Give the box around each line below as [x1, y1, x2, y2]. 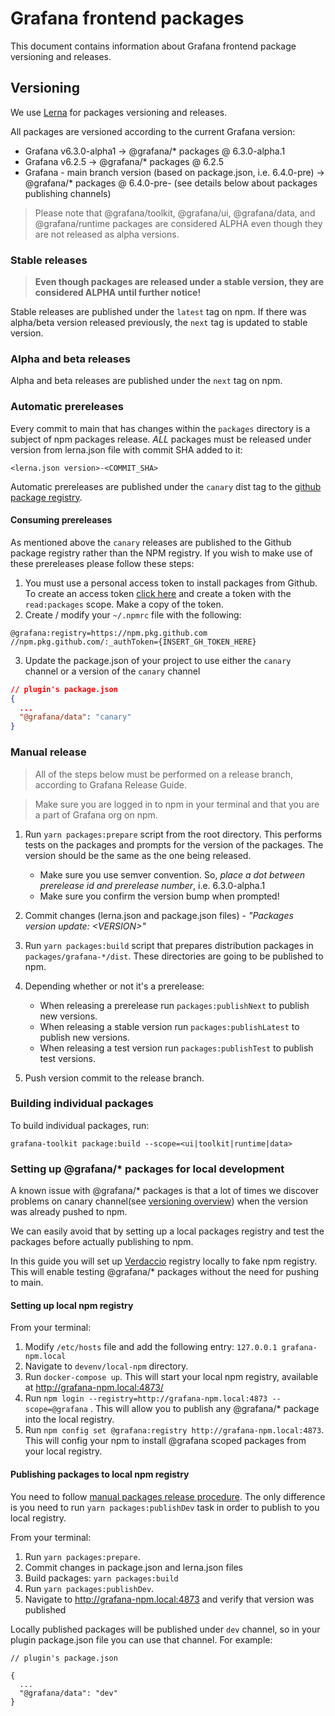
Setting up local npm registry [10, 1299, 134, 1311]
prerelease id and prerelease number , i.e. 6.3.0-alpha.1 [39, 879, 266, 891]
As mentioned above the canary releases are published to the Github [10, 536, 292, 548]
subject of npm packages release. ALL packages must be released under [10, 433, 312, 445]
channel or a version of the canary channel [24, 665, 201, 677]
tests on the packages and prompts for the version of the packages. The [24, 838, 324, 851]
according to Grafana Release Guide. [34, 778, 187, 791]
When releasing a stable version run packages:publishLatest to [39, 1020, 300, 1032]
